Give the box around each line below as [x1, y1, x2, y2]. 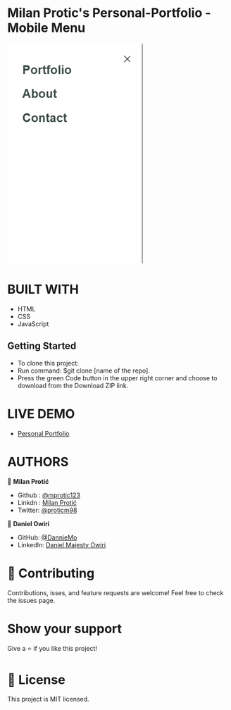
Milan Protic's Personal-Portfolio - [7, 5, 211, 21]
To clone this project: [17, 359, 79, 367]
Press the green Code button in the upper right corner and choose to [17, 373, 218, 382]
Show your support [7, 621, 122, 637]
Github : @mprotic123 [17, 491, 81, 499]
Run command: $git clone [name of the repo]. [17, 366, 150, 375]
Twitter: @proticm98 [17, 506, 77, 514]
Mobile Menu [7, 20, 86, 36]
